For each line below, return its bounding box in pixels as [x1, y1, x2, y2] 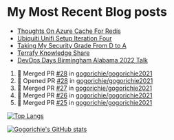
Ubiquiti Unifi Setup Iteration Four [17, 34, 112, 42]
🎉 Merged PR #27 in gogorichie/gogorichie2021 [17, 84, 153, 92]
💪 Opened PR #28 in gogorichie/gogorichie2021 [17, 76, 153, 84]
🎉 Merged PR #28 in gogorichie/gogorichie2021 [17, 69, 153, 78]
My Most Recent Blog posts [7, 4, 167, 20]
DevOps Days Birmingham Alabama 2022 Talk [17, 56, 148, 64]
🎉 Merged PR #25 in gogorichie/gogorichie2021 [17, 98, 153, 106]
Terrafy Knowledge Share [17, 49, 90, 57]
